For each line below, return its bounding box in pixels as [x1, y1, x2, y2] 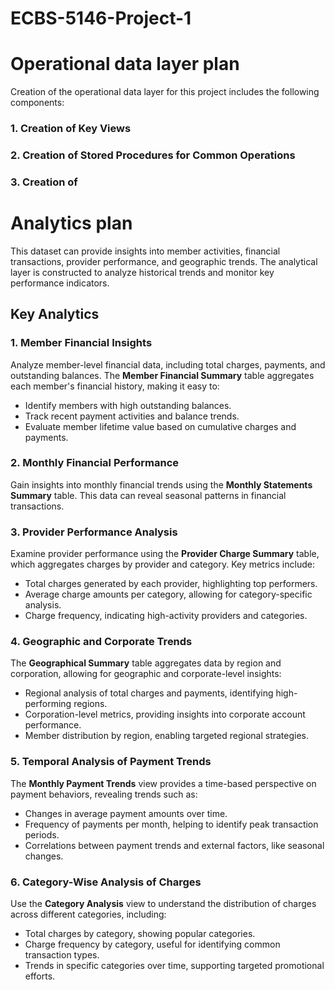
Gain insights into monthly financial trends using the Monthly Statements [10, 478, 313, 491]
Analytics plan [10, 212, 133, 235]
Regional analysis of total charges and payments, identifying [24, 687, 274, 699]
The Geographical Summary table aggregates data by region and [10, 657, 282, 669]
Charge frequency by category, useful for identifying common [24, 938, 281, 950]
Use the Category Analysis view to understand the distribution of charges [10, 898, 317, 909]
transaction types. [24, 949, 100, 961]
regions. [73, 698, 108, 710]
